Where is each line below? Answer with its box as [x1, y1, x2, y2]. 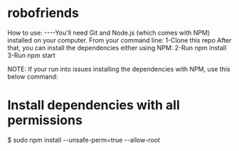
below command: [7, 72, 58, 81]
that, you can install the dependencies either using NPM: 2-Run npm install [7, 43, 227, 52]
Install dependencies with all [7, 97, 180, 113]
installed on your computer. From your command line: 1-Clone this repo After [7, 35, 232, 44]
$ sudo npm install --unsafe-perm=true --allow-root [7, 135, 160, 144]
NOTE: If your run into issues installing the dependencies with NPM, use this [7, 65, 231, 73]
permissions [7, 112, 83, 128]
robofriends [7, 5, 80, 21]
